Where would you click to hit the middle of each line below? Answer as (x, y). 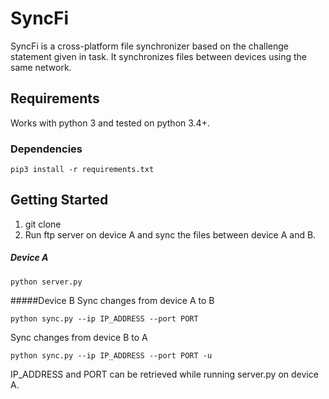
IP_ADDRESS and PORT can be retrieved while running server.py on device (164, 374)
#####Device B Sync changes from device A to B (112, 300)
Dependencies (46, 149)
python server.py (46, 282)
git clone (43, 224)
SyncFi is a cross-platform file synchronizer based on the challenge (149, 46)
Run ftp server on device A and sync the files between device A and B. (170, 234)
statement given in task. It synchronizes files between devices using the (159, 56)
